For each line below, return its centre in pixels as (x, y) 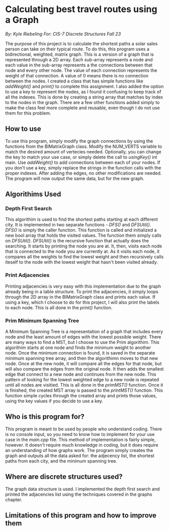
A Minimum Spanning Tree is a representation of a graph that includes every (84, 332)
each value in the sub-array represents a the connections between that (79, 65)
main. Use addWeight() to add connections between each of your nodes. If (83, 162)
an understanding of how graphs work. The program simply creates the (79, 450)
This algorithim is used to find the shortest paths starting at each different (81, 219)
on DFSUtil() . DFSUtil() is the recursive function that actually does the (77, 241)
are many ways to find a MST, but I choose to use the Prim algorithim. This (82, 342)
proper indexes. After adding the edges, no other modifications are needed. (83, 173)
